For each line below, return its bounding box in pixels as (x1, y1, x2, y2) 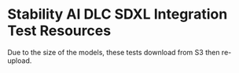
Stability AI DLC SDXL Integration (7, 5, 228, 23)
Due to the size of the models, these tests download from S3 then (7, 47, 220, 57)
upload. (7, 56, 32, 65)
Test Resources (7, 22, 112, 40)
